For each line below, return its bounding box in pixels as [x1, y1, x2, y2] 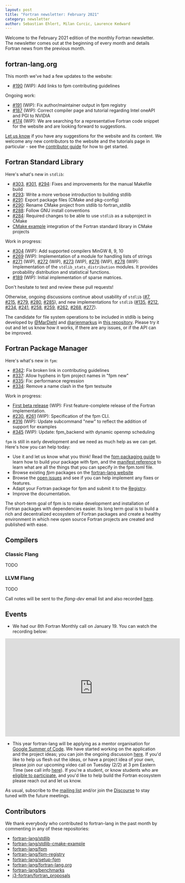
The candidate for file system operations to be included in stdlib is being [5, 314, 154, 320]
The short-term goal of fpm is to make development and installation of [5, 500, 150, 506]
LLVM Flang [5, 574, 34, 581]
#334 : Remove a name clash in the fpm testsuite [12, 383, 112, 389]
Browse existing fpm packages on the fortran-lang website [12, 469, 134, 475]
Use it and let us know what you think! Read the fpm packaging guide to [12, 453, 161, 459]
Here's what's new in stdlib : [5, 171, 64, 177]
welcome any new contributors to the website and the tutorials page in [5, 138, 150, 145]
